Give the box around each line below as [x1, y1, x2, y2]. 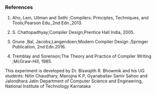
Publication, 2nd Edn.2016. [12, 44, 66, 50]
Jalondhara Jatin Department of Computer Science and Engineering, [5, 78, 143, 84]
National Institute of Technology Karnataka [5, 83, 91, 89]
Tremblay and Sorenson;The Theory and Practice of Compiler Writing [12, 53, 152, 59]
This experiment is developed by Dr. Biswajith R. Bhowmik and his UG [5, 68, 145, 74]
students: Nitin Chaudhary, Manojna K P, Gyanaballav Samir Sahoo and [5, 73, 148, 79]
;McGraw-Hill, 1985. [12, 59, 52, 64]
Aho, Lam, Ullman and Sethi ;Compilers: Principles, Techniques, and [12, 15, 149, 21]
